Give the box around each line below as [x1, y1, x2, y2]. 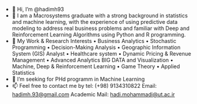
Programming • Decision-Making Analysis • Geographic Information [11, 44, 181, 51]
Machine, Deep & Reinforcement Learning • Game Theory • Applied [11, 63, 180, 70]
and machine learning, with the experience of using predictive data [11, 19, 178, 25]
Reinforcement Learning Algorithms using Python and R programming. [11, 31, 186, 38]
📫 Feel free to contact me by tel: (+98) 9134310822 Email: [11, 82, 157, 89]
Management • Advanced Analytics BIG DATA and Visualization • [11, 57, 174, 63]
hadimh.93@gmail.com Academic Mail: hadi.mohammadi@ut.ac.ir [11, 91, 175, 98]
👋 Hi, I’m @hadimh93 [11, 6, 64, 13]
